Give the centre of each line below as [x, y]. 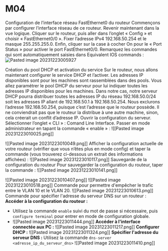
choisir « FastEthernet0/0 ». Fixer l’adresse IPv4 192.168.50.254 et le [76, 39]
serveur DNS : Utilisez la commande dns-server [62, 237]
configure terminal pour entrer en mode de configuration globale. [81, 216]
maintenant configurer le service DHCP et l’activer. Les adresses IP [74, 75]
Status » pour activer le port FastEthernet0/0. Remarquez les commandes [81, 49]
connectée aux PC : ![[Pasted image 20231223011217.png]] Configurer [86, 227]
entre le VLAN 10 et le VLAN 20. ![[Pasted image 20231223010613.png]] [79, 190]
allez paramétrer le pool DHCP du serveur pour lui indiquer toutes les [76, 85]
